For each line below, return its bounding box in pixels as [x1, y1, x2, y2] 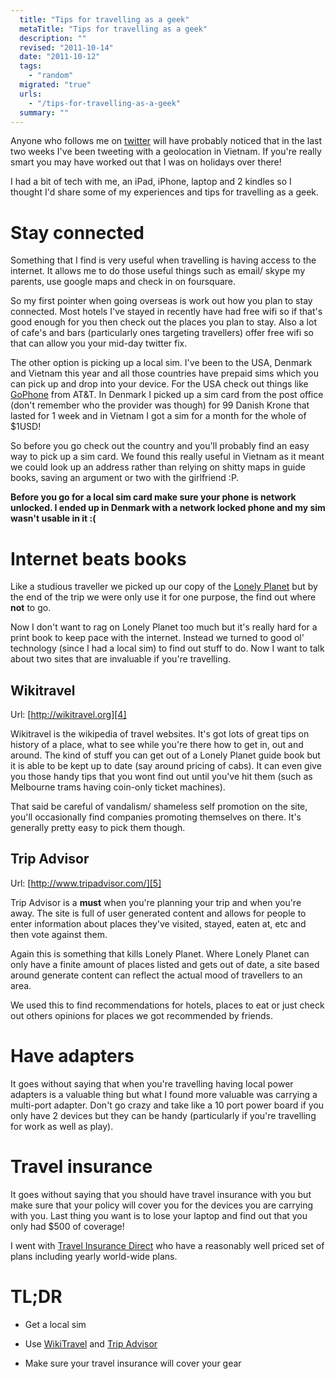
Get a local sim [24, 1318, 87, 1330]
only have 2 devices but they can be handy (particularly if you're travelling [10, 1109, 317, 1121]
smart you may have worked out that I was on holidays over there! [10, 156, 282, 168]
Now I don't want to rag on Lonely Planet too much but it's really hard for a [10, 621, 318, 633]
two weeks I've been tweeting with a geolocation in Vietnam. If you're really [10, 146, 322, 158]
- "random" [28, 71, 74, 81]
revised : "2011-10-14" [19, 42, 114, 53]
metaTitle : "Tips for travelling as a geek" [19, 24, 208, 34]
